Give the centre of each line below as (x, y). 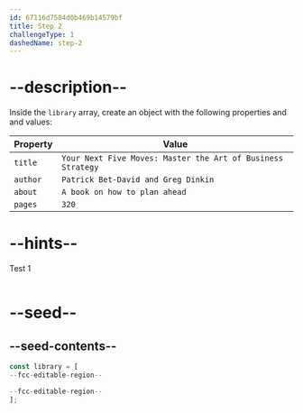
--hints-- (44, 243)
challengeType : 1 (42, 34)
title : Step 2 (36, 26)
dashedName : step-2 (46, 43)
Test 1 (20, 269)
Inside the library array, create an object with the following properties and (148, 113)
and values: (31, 122)
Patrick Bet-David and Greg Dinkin (138, 180)
